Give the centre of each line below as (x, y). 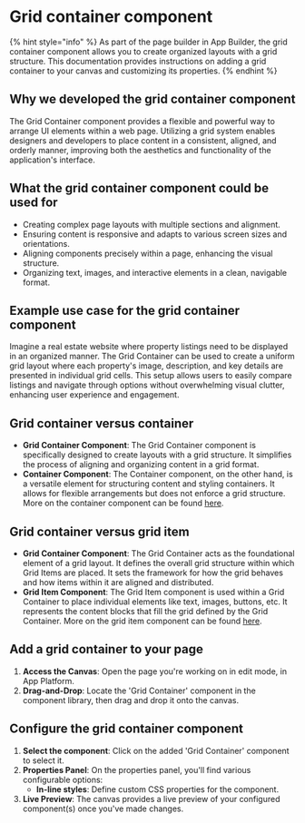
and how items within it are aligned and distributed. (118, 582)
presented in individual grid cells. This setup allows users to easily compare (151, 376)
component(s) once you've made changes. (103, 808)
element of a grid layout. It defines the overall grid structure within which (158, 563)
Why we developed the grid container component (152, 99)
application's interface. (52, 160)
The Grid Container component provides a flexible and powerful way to (142, 121)
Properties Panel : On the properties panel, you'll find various (137, 769)
